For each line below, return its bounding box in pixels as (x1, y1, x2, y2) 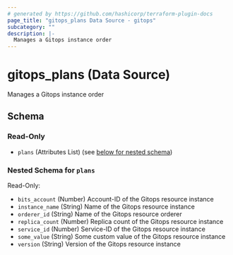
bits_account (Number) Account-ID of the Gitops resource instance (17, 195, 214, 204)
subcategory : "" (7, 23, 55, 30)
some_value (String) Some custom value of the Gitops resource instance (17, 232, 226, 241)
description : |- (7, 30, 55, 37)
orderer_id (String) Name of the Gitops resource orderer (17, 210, 182, 218)
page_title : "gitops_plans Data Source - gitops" (7, 17, 157, 24)
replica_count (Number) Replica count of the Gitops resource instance (17, 218, 224, 226)
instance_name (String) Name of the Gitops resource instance (17, 202, 196, 211)
